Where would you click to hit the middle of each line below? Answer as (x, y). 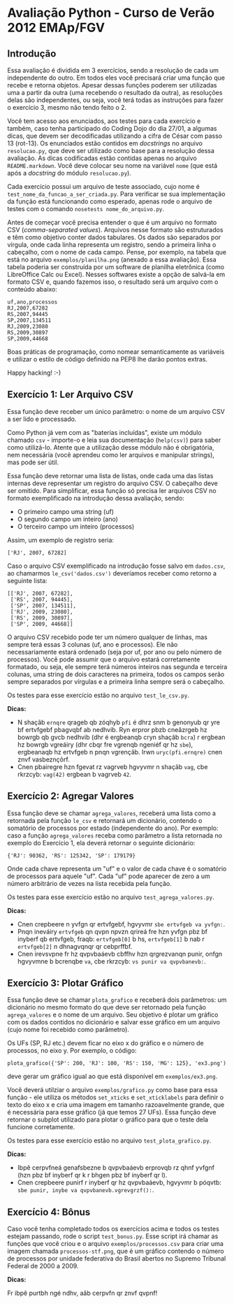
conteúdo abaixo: (32, 289)
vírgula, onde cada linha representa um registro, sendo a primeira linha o (112, 245)
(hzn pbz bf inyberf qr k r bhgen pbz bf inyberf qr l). (92, 1175)
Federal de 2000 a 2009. (43, 1266)
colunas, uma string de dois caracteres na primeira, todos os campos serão (116, 674)
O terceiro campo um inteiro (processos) (76, 526)
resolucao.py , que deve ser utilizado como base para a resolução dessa (111, 151)
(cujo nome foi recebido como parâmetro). (68, 1030)
